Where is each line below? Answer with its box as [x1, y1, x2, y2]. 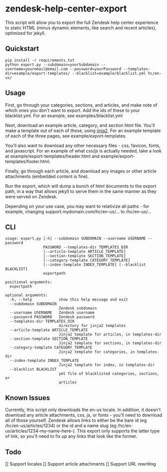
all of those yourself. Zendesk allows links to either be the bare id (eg [5, 417, 147, 424]
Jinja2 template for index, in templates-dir [58, 362, 155, 368]
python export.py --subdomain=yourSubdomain [5, 62, 99, 67]
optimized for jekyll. [5, 30, 46, 36]
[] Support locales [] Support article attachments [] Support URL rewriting [5, 461, 156, 467]
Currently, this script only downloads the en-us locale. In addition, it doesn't [5, 407, 161, 413]
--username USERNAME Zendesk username [9, 310, 95, 315]
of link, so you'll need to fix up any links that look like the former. [5, 433, 138, 439]
